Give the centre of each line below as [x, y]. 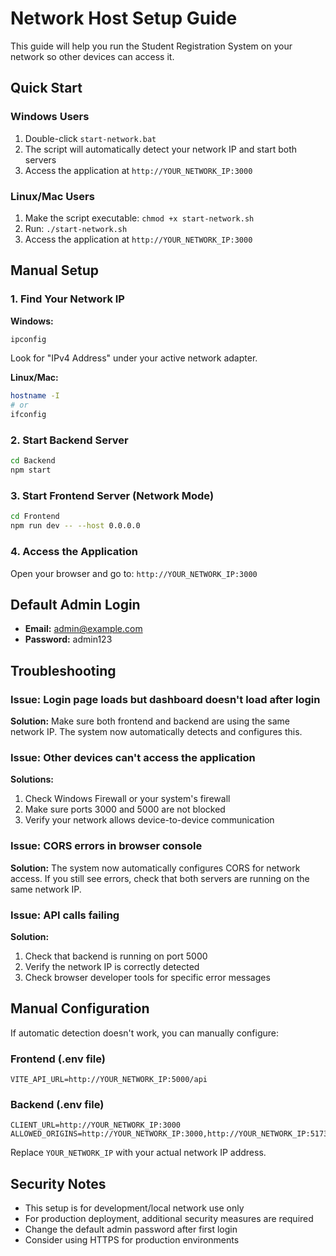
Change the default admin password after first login [131, 1229]
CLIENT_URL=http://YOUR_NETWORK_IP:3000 [96, 1125]
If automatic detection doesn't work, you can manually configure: [144, 1033]
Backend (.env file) [57, 1104]
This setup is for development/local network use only [134, 1208]
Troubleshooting [63, 670]
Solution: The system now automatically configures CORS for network [155, 868]
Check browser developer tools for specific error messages [147, 977]
